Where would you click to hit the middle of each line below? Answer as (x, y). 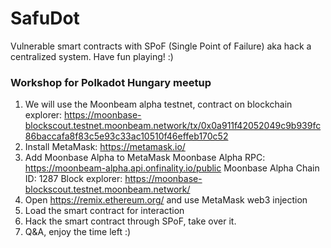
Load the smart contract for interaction (104, 211)
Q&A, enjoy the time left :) (78, 232)
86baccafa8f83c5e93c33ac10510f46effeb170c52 (126, 136)
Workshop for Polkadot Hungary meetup (111, 82)
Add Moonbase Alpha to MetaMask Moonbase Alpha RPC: (145, 158)
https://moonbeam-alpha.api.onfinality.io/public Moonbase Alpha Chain (172, 168)
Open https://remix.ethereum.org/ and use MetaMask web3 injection (166, 200)
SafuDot (45, 18)
